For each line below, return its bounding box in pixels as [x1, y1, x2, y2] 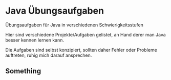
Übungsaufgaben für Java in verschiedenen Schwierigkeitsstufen [5, 22, 143, 28]
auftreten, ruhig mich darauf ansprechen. [5, 52, 92, 58]
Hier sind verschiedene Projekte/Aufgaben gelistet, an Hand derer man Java [5, 31, 166, 37]
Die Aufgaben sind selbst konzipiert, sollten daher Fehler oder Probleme [5, 47, 157, 53]
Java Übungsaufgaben [5, 5, 104, 17]
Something [5, 67, 41, 75]
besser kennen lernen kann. [5, 37, 65, 43]
